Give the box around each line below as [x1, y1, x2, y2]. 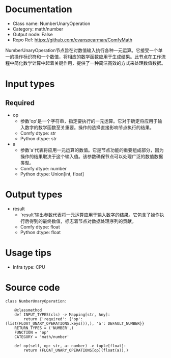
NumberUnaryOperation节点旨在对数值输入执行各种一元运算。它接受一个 [5, 47, 159, 53]
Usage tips [5, 247, 52, 259]
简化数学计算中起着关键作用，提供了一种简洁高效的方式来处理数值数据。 [14, 60, 166, 66]
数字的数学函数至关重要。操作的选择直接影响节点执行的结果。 [24, 124, 154, 131]
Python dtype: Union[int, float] [20, 171, 84, 177]
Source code [5, 282, 60, 293]
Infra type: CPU [12, 264, 46, 270]
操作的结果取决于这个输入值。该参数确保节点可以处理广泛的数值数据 [20, 153, 163, 159]
